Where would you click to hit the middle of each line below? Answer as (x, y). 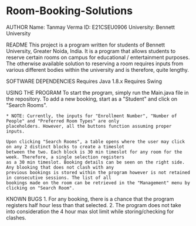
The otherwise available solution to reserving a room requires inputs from (95, 64)
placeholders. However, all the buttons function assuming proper (89, 126)
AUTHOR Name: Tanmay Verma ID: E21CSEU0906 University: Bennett (90, 27)
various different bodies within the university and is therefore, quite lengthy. (98, 69)
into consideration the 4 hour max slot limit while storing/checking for (90, 211)
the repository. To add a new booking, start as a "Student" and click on (92, 99)
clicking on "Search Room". (40, 188)
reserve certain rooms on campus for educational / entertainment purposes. (98, 57)
